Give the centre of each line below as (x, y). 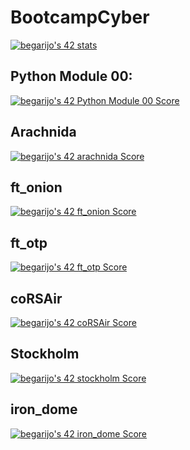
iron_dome (44, 409)
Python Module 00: (71, 76)
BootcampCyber (80, 17)
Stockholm (45, 354)
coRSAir (36, 298)
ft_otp (29, 242)
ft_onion (36, 187)
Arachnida (43, 132)
